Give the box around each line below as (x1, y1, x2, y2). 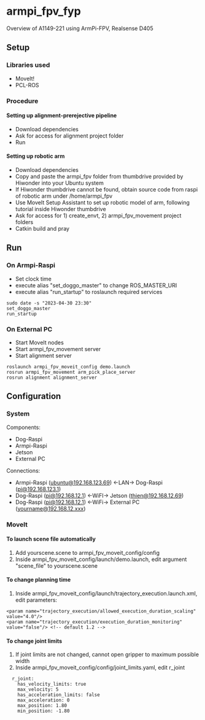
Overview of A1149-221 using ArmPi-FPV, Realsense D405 (6, 25, 153, 32)
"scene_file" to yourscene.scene (15, 562, 98, 569)
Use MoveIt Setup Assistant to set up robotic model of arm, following (15, 198, 190, 206)
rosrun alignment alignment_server (6, 374, 98, 381)
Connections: (6, 466, 41, 474)
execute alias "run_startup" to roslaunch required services (15, 288, 163, 295)
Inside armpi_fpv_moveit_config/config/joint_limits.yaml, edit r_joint (15, 664, 185, 672)
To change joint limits (6, 637, 63, 645)
